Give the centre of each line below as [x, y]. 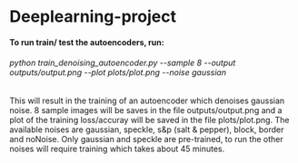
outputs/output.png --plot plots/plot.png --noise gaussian [118, 72]
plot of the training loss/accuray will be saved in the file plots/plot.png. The [149, 120]
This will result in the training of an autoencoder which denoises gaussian [147, 101]
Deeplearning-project [93, 17]
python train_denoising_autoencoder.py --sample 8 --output [123, 63]
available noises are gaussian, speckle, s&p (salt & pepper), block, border [147, 129]
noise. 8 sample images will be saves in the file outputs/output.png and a [146, 110]
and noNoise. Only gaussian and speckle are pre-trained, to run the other [146, 139]
